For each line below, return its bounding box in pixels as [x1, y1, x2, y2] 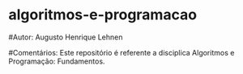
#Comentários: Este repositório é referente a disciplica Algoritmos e [8, 47, 235, 57]
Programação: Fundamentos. [8, 56, 105, 66]
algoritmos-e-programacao [8, 6, 197, 24]
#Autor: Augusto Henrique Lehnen [8, 32, 123, 42]
